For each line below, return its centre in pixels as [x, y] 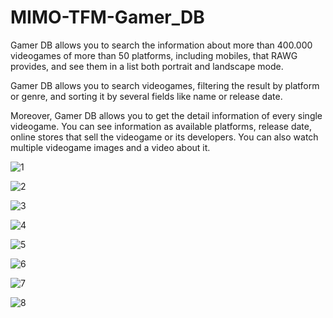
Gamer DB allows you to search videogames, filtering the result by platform [165, 85]
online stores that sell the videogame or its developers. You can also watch [164, 137]
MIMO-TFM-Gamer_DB [107, 17]
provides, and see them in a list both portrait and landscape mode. [147, 66]
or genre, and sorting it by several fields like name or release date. [146, 96]
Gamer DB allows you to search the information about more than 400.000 [161, 45]
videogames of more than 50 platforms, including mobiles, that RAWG [154, 55]
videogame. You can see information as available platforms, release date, [161, 126]
